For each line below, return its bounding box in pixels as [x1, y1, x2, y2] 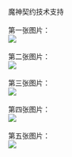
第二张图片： [8, 52, 50, 61]
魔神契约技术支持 [8, 7, 64, 16]
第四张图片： [8, 104, 50, 114]
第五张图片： [8, 131, 50, 140]
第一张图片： [8, 26, 50, 34]
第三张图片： [8, 78, 50, 88]
